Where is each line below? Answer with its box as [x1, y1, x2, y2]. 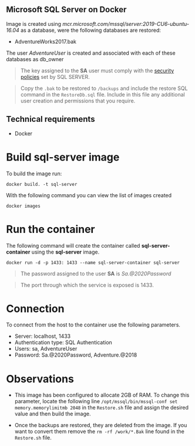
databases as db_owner [6, 55, 64, 62]
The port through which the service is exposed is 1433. [20, 281, 154, 288]
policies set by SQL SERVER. [20, 73, 90, 80]
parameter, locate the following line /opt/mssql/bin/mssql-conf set [14, 398, 178, 405]
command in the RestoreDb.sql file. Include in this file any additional [20, 91, 185, 98]
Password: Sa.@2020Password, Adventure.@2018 [14, 351, 137, 358]
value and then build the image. [14, 410, 91, 417]
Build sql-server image [6, 150, 120, 164]
